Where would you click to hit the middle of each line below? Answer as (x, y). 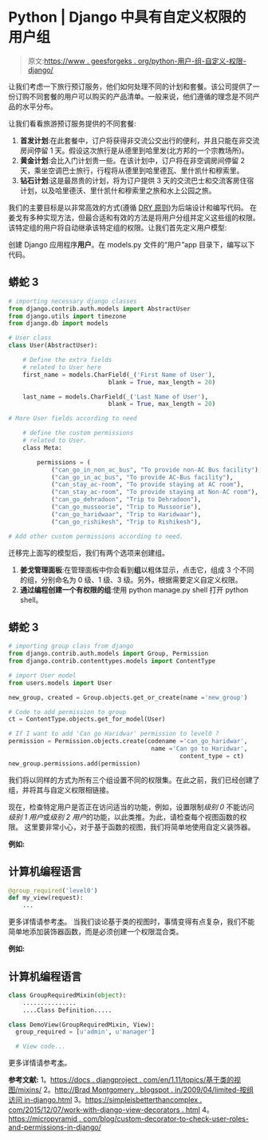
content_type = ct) (212, 756)
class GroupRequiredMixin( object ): (67, 995)
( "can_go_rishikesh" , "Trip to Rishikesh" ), (126, 522)
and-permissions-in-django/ (55, 1127)
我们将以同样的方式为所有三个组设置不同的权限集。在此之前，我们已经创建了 (134, 780)
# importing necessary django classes (73, 301)
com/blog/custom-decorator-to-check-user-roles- (166, 1119)
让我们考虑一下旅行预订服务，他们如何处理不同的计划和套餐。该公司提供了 (130, 86)
